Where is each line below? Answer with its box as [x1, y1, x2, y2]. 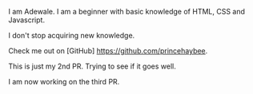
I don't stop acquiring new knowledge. [8, 31, 135, 40]
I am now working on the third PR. [8, 77, 120, 86]
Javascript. [8, 15, 46, 25]
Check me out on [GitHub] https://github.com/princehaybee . [8, 46, 208, 55]
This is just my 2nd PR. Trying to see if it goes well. [8, 61, 176, 71]
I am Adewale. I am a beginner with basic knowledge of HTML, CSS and [8, 7, 246, 16]
